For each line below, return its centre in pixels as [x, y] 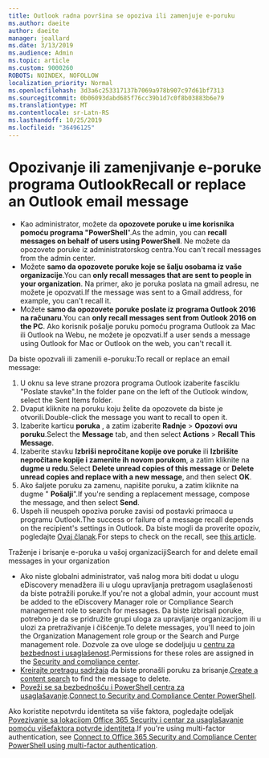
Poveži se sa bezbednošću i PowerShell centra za [102, 687]
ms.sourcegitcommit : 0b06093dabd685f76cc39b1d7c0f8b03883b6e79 [116, 98]
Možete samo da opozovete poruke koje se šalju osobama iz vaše [131, 267]
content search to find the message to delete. [95, 679]
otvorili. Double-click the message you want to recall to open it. [124, 417]
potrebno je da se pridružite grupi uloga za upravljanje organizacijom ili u [141, 618]
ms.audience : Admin [41, 53]
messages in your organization [59, 560]
